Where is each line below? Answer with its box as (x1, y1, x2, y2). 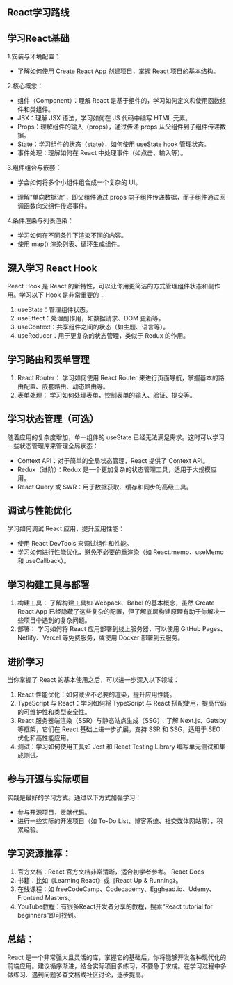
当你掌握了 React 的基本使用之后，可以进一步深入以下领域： (7, 676, 179, 684)
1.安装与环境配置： (7, 52, 61, 60)
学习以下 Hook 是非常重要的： (19, 291, 106, 299)
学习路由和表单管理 (7, 354, 90, 366)
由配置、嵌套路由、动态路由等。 (17, 382, 109, 391)
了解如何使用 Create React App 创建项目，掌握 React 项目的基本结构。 (17, 67, 220, 75)
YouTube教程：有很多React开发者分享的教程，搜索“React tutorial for (17, 902, 214, 911)
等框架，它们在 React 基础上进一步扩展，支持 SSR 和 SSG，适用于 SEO (17, 725, 221, 733)
